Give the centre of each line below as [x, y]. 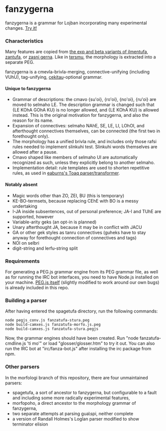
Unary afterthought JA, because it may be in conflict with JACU [77, 227]
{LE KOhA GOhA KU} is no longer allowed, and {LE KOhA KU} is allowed [85, 110]
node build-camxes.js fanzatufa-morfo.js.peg [53, 325]
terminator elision [30, 424]
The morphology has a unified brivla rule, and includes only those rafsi [84, 142]
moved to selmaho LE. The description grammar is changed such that [83, 105]
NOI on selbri [26, 243]
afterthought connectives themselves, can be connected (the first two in [86, 131]
